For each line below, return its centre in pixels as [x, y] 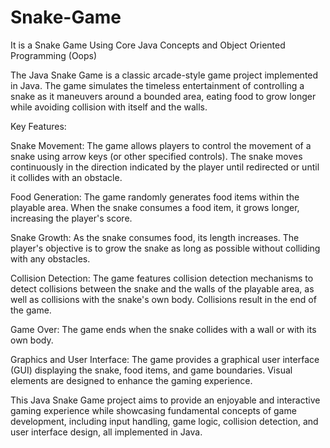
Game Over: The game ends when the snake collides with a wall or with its [163, 329]
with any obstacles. [50, 258]
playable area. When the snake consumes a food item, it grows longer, [155, 207]
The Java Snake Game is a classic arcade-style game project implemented [164, 75]
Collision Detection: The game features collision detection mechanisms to [162, 278]
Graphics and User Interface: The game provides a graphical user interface [165, 359]
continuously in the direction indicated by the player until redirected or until [165, 167]
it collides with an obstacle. [66, 177]
